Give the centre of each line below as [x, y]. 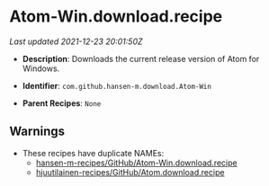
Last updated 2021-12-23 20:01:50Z [76, 41]
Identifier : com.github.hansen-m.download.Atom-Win [117, 85]
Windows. [41, 68]
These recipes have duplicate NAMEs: [93, 153]
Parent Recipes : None [62, 103]
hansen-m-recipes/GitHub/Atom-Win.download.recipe [136, 163]
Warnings [37, 132]
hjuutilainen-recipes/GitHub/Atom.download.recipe [130, 172]
